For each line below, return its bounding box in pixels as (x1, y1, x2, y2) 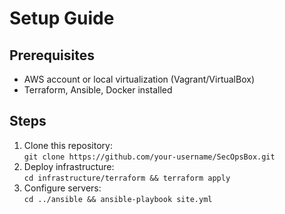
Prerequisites (9, 47, 95, 64)
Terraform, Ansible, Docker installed (23, 84, 173, 96)
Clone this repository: (23, 139, 113, 151)
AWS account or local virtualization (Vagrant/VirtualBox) (23, 73, 255, 85)
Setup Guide (9, 7, 115, 30)
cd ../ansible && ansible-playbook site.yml (23, 194, 213, 204)
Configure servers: (23, 182, 102, 194)
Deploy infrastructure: (23, 160, 115, 172)
